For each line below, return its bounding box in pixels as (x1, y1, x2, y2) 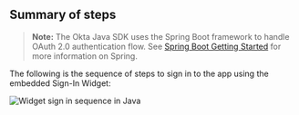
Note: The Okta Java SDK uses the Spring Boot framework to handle (31, 31, 290, 42)
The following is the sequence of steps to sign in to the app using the (9, 68, 269, 79)
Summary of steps (9, 7, 117, 23)
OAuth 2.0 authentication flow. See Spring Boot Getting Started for (31, 41, 282, 52)
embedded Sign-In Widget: (9, 77, 111, 89)
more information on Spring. (31, 50, 139, 62)
